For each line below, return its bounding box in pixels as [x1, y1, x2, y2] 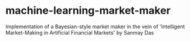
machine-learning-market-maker [5, 4, 171, 17]
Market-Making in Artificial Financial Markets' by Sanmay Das [5, 29, 154, 36]
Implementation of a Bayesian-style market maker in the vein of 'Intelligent [5, 23, 185, 30]
